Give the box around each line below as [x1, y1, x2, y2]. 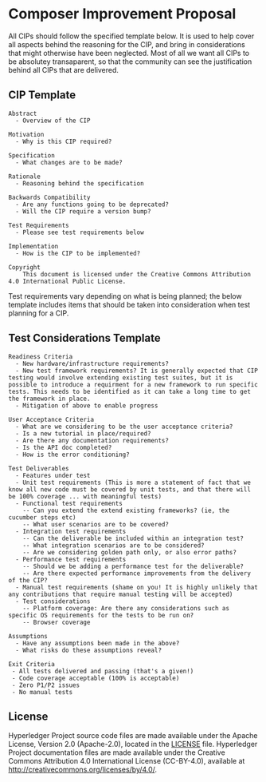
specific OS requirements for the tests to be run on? [8, 611, 194, 619]
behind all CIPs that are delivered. [8, 65, 119, 74]
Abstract [8, 109, 37, 117]
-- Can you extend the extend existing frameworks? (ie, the [22, 506, 229, 514]
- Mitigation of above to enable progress [15, 401, 158, 410]
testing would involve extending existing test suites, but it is [8, 373, 233, 382]
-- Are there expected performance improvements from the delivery [22, 569, 251, 578]
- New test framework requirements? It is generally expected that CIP [15, 367, 259, 375]
